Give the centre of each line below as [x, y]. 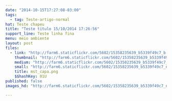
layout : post [19, 43]
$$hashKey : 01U [31, 77]
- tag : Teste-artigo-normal [40, 19]
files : [12, 48]
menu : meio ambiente [27, 39]
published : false [24, 81]
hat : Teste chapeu [25, 24]
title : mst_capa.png [36, 72]
